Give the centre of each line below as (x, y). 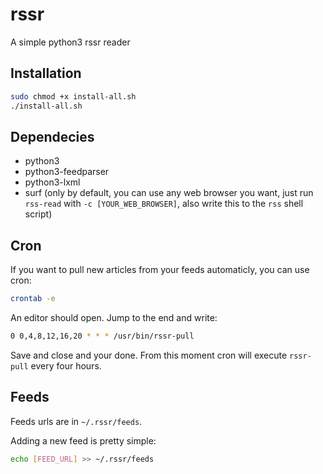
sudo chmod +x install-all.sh (73, 96)
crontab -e (33, 299)
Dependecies (52, 136)
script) (38, 214)
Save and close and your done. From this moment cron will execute (149, 355)
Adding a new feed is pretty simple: (83, 440)
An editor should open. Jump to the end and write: (114, 317)
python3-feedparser (67, 172)
